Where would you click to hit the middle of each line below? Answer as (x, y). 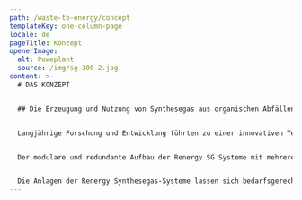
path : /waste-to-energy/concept (70, 18)
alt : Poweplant (46, 59)
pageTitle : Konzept (46, 43)
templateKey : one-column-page (66, 26)
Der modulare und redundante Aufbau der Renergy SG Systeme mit (140, 157)
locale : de (30, 34)
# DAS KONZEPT (44, 85)
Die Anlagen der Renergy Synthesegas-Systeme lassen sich (129, 181)
